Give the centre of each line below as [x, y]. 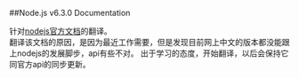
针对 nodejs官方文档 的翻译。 [61, 31]
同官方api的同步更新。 [50, 64]
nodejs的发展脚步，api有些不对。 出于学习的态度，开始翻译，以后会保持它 [153, 53]
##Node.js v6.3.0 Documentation [70, 13]
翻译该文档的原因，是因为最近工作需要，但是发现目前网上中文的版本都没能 [145, 42]
